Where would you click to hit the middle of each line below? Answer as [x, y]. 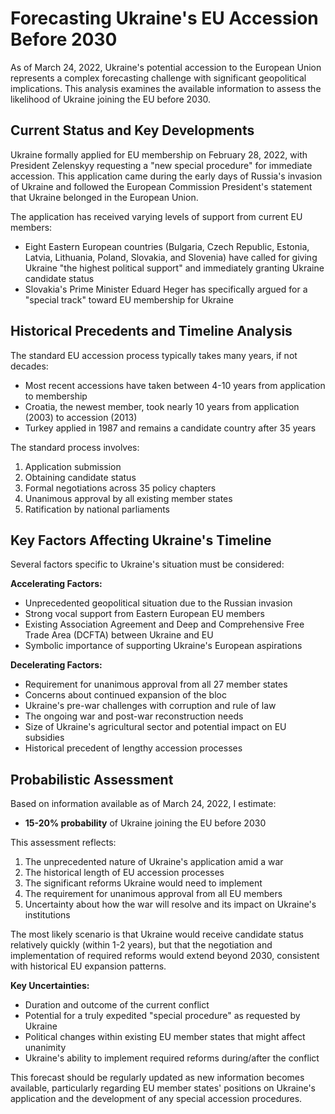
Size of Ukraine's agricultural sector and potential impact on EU [155, 727]
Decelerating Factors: [56, 665]
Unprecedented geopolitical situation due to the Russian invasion [158, 603]
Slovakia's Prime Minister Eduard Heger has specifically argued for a [166, 289]
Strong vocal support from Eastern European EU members [144, 614]
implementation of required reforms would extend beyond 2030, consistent [165, 956]
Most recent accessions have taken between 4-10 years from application [175, 385]
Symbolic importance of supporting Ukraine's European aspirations [163, 646]
